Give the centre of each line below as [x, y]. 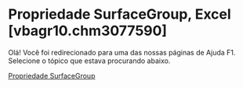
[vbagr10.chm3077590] [87, 31]
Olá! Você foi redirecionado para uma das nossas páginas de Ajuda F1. [122, 52]
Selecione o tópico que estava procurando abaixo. [89, 61]
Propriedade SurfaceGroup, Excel [120, 14]
